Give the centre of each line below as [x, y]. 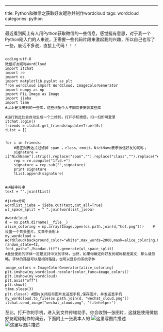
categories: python [24, 19]
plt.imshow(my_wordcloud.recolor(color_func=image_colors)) [67, 272]
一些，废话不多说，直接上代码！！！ [41, 45]
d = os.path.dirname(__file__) [37, 222]
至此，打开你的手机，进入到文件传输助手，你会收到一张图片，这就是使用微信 [81, 312]
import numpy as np [25, 90]
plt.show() [16, 285]
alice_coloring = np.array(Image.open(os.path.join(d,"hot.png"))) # [80, 227]
